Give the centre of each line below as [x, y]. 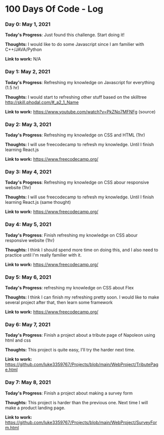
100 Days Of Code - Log [54, 9]
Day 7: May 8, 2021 [28, 382]
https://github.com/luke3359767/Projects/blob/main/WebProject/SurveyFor [81, 422]
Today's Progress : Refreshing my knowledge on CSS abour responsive [77, 182]
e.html [12, 370]
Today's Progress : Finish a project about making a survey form [69, 393]
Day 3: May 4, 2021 [28, 172]
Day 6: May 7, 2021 [28, 325]
